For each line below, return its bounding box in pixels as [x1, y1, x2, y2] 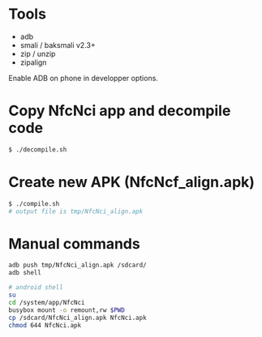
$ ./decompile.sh [8, 145, 67, 154]
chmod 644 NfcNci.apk [8, 321, 82, 329]
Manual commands [8, 234, 140, 253]
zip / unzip [19, 49, 56, 58]
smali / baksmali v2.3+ [19, 40, 96, 49]
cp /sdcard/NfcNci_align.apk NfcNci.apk [8, 314, 148, 322]
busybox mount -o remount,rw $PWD [8, 305, 126, 314]
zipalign [19, 58, 47, 67]
